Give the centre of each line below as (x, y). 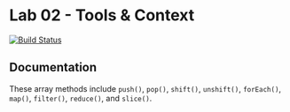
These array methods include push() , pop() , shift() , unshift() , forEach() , (145, 88)
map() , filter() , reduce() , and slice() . (81, 98)
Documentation (53, 67)
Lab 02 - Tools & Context (102, 15)
